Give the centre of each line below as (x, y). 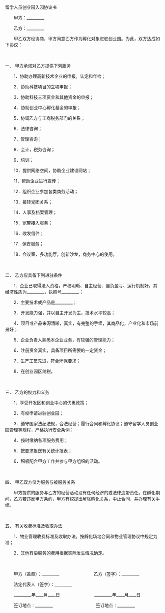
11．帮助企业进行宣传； (37, 181)
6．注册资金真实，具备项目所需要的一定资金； (60, 350)
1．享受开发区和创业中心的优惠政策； (51, 403)
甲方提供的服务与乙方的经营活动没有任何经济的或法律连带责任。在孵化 (84, 493)
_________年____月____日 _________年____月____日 (77, 595)
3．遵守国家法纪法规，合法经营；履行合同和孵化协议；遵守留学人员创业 (86, 424)
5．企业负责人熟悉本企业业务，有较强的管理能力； (64, 340)
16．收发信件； (29, 233)
